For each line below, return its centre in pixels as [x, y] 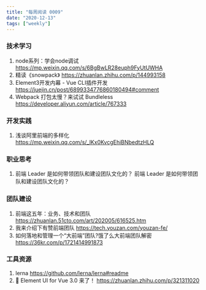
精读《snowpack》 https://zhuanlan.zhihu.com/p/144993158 [90, 75]
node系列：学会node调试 [47, 61]
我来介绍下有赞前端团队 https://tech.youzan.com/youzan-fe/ [91, 227]
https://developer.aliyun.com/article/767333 [71, 104]
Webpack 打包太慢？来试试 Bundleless [64, 96]
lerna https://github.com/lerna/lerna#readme [72, 273]
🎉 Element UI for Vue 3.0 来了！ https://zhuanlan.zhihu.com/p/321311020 [107, 280]
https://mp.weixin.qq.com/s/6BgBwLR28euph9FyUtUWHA [89, 68]
